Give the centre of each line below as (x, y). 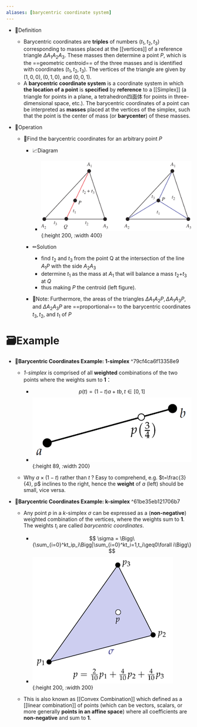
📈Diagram (45, 151)
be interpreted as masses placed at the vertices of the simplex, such (107, 110)
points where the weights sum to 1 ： (67, 379)
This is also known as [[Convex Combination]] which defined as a (103, 699)
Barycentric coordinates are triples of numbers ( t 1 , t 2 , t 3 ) (91, 42)
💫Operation (29, 128)
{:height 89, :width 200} (61, 466)
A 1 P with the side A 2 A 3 (69, 267)
